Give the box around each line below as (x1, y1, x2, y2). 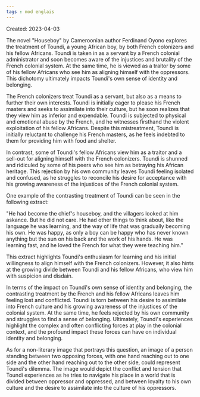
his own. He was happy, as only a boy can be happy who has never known (6, 229, 189, 236)
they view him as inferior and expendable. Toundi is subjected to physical (6, 112, 186, 119)
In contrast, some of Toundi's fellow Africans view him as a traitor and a (6, 149, 182, 156)
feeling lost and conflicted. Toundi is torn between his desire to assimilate (6, 296, 187, 303)
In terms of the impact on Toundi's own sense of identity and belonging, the (6, 284, 192, 291)
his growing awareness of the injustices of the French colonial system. (6, 180, 179, 187)
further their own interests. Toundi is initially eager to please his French (6, 99, 180, 106)
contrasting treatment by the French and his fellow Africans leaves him (6, 290, 180, 297)
